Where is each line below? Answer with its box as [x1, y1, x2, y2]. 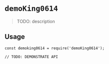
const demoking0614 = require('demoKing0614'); [4, 46, 105, 51]
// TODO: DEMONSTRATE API [4, 54, 58, 59]
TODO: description [16, 18, 55, 24]
